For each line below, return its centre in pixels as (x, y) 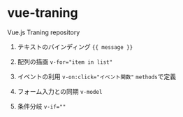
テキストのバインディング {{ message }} (75, 46)
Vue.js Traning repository (44, 32)
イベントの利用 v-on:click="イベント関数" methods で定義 (97, 76)
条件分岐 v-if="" (42, 106)
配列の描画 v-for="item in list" (65, 62)
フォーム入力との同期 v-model (60, 91)
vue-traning (43, 13)
